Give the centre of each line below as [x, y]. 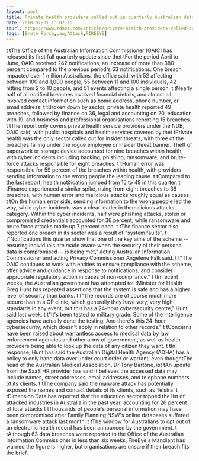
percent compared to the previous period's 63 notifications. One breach [94, 69]
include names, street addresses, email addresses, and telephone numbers [98, 378]
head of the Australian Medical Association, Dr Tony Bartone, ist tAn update [98, 365]
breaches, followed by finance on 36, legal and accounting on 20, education [99, 114]
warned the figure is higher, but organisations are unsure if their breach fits [98, 447]
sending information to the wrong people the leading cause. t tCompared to [98, 176]
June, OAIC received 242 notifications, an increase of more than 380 [90, 63]
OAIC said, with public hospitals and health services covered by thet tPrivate [99, 132]
